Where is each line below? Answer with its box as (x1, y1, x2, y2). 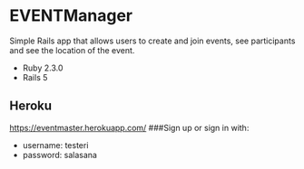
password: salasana (22, 149, 98, 160)
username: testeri (22, 139, 89, 150)
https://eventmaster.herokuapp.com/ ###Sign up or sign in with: (9, 122, 250, 133)
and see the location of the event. (9, 44, 135, 55)
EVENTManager (9, 5, 133, 26)
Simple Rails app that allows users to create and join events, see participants (9, 35, 296, 46)
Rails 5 (22, 71, 48, 82)
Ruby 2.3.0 (22, 62, 64, 73)
